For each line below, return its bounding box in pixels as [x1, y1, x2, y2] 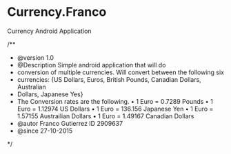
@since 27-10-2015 [17, 126, 73, 135]
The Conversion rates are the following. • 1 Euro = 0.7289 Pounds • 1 [17, 97, 214, 105]
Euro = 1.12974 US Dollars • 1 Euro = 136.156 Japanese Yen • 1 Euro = [17, 104, 214, 113]
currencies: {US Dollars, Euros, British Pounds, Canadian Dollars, [17, 75, 201, 83]
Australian [17, 82, 46, 91]
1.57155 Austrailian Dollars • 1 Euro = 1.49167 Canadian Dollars [17, 111, 194, 120]
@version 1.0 [17, 53, 54, 62]
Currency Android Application [7, 27, 92, 35]
